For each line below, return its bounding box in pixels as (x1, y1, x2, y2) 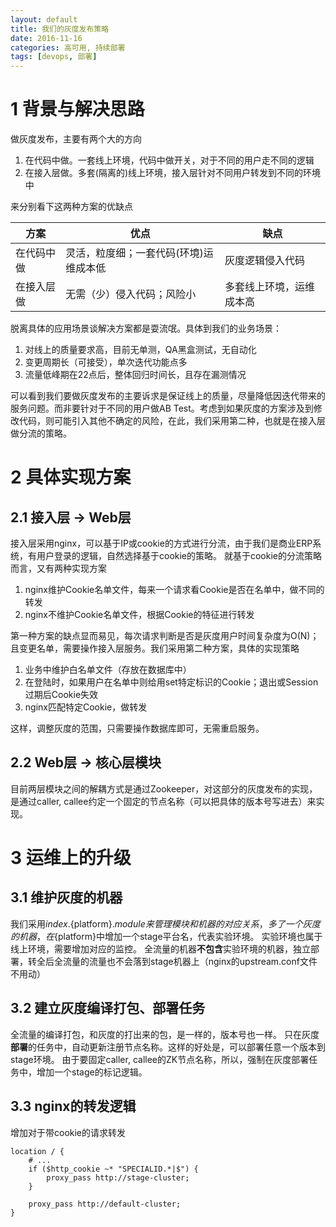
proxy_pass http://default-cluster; (28, 1199, 182, 1209)
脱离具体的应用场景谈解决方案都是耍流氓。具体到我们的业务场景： (10, 322, 282, 335)
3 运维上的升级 (10, 847, 132, 870)
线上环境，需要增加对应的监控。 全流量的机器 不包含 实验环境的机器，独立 (10, 942, 311, 955)
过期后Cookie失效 (24, 689, 99, 701)
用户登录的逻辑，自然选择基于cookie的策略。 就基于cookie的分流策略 (36, 550, 322, 562)
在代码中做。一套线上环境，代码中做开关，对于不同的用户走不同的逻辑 (24, 154, 315, 166)
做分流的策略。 (10, 427, 72, 440)
